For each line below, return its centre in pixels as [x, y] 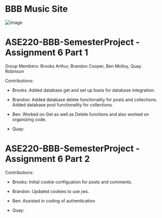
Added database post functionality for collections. [63, 105]
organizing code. [29, 119]
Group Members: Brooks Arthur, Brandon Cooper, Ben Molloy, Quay [73, 66]
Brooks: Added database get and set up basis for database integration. [83, 90]
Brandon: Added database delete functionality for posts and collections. [85, 99]
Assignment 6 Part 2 [47, 159]
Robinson [15, 71]
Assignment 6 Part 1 [46, 53]
